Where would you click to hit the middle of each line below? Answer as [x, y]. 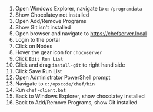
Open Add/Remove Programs [51, 21]
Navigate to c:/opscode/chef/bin [55, 84]
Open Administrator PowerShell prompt [63, 77]
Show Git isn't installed [43, 27]
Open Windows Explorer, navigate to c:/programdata [79, 9]
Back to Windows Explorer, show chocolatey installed [80, 96]
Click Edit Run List [39, 59]
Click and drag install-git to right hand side [70, 65]
